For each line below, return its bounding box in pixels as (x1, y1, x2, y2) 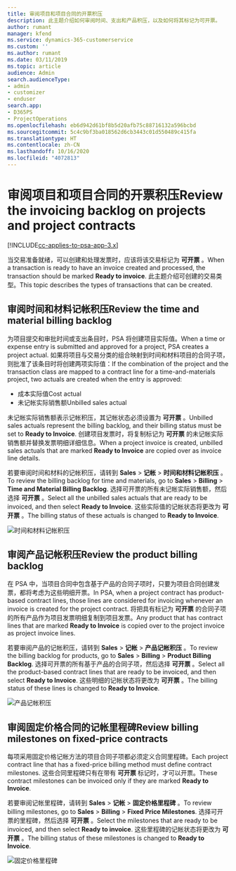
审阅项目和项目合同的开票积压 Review (7, 188, 223, 203)
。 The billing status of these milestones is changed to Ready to (20, 834, 205, 843)
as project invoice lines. (7, 629, 76, 638)
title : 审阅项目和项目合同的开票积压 (7, 10, 103, 18)
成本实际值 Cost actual (17, 389, 82, 398)
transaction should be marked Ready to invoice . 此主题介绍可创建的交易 (7, 272, 216, 280)
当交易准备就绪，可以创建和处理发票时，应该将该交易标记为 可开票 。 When (7, 255, 225, 264)
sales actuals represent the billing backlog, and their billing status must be (7, 421, 222, 430)
